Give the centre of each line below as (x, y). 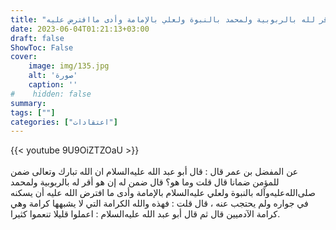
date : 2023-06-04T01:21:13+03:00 (80, 29)
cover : (24, 57)
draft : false (37, 38)
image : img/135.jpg (69, 66)
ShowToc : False (42, 47)
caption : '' (53, 85)
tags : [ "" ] (33, 112)
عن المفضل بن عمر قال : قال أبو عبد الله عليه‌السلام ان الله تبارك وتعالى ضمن (154, 172)
